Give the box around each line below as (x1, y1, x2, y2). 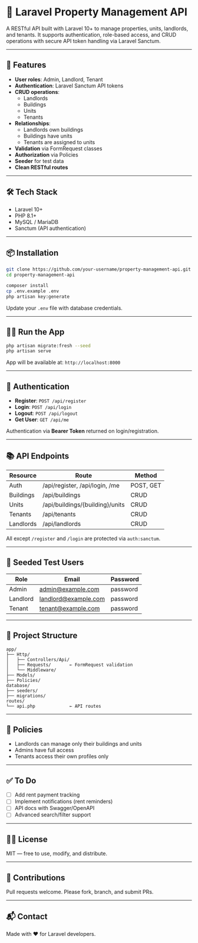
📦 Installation (6, 248, 59, 258)
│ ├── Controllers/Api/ (6, 656, 70, 662)
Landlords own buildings (23, 126, 84, 133)
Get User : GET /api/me (14, 416, 69, 423)
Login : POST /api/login (14, 404, 72, 411)
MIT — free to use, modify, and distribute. (6, 850, 108, 857)
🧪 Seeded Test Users (6, 558, 84, 568)
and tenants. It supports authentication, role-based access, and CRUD (6, 31, 177, 38)
